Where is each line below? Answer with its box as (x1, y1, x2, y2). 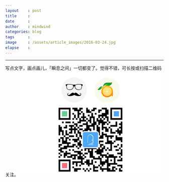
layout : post (5, 8, 42, 13)
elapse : (5, 45, 30, 50)
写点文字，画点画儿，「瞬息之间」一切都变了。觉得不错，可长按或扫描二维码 (5, 65, 162, 71)
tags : (5, 35, 30, 40)
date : (5, 19, 30, 24)
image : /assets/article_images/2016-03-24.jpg (5, 40, 116, 45)
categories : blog (5, 29, 42, 35)
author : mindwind (5, 24, 51, 29)
